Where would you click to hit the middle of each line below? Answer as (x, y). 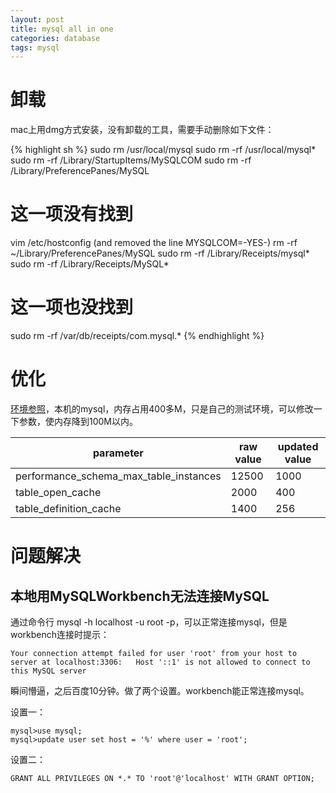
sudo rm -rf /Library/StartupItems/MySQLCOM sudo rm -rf (131, 160)
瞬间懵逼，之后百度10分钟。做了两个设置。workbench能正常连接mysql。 (160, 690)
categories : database (55, 38)
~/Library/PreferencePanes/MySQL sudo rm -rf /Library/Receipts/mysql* (160, 253)
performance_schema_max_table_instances (118, 476)
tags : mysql (35, 47)
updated (298, 446)
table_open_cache (58, 492)
